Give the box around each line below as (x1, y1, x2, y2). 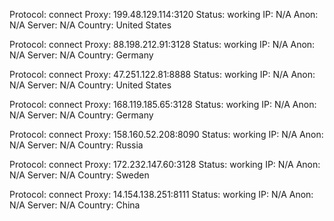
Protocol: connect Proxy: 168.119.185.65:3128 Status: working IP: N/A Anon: (9, 99, 317, 110)
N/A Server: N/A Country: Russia (9, 139, 144, 151)
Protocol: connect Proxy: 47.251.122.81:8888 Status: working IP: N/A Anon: (9, 69, 316, 80)
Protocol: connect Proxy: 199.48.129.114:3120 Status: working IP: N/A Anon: (9, 9, 319, 20)
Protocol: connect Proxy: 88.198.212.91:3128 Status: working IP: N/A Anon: (9, 39, 316, 50)
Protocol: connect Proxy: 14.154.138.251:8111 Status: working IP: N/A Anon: (9, 189, 314, 200)
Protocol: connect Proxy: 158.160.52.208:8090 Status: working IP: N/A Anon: (9, 129, 324, 140)
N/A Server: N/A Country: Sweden (9, 169, 150, 181)
